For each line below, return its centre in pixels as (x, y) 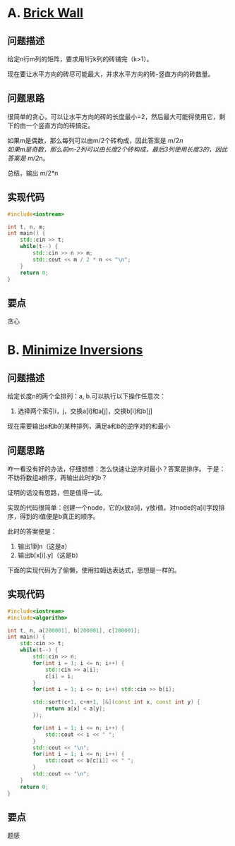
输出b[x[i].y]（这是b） (50, 555)
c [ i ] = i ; (59, 676)
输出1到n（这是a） (44, 546)
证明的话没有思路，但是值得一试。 (57, 492)
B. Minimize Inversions (75, 350)
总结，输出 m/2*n (33, 173)
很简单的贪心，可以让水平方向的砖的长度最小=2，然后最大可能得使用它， (113, 116)
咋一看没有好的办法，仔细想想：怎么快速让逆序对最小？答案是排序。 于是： (116, 469)
